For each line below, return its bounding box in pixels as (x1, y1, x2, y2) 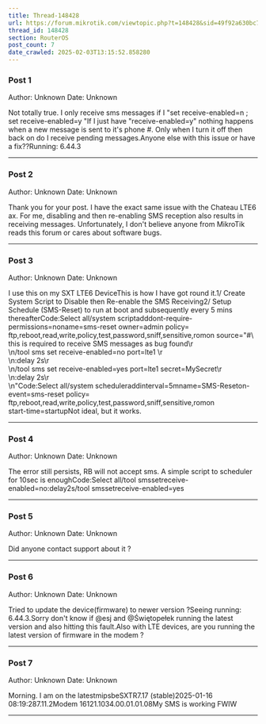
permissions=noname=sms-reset (8, 322, 117, 331)
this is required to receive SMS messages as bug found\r (8, 339, 194, 348)
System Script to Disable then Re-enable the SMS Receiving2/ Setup (8, 297, 232, 306)
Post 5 (8, 511, 33, 522)
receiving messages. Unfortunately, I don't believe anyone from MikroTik (8, 219, 245, 228)
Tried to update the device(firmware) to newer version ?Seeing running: (8, 604, 241, 615)
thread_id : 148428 (8, 26, 69, 34)
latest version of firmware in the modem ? (8, 630, 144, 639)
